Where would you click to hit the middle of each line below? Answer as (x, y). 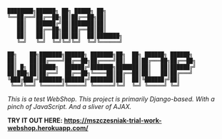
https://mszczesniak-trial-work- (113, 120)
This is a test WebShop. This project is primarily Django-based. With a (111, 99)
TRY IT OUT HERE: (35, 120)
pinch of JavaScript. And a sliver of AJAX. (70, 107)
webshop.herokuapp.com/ (48, 128)
